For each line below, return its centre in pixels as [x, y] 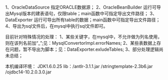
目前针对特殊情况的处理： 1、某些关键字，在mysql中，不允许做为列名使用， [84, 37]
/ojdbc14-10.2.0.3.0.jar [29, 72]
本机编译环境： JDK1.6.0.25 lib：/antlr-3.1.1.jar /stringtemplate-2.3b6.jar [79, 66]
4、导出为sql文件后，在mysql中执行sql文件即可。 [57, 26]
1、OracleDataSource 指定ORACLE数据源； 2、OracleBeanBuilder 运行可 [81, 7]
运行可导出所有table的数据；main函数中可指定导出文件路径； [97, 20]
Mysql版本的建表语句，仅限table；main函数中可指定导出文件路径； [79, 13]
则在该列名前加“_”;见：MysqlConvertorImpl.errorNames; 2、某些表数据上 [81, 43]
